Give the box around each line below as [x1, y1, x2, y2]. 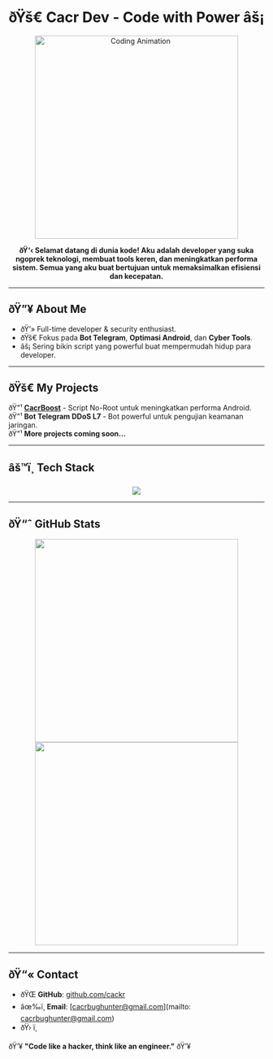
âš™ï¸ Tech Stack [8, 460, 95, 475]
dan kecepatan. [109, 271, 164, 280]
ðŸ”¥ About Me [8, 302, 87, 316]
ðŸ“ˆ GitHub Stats [8, 517, 101, 531]
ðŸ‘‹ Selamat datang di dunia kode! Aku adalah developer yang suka [19, 245, 254, 255]
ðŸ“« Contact [8, 967, 79, 981]
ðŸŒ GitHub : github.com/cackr [19, 990, 126, 999]
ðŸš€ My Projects [8, 381, 99, 395]
